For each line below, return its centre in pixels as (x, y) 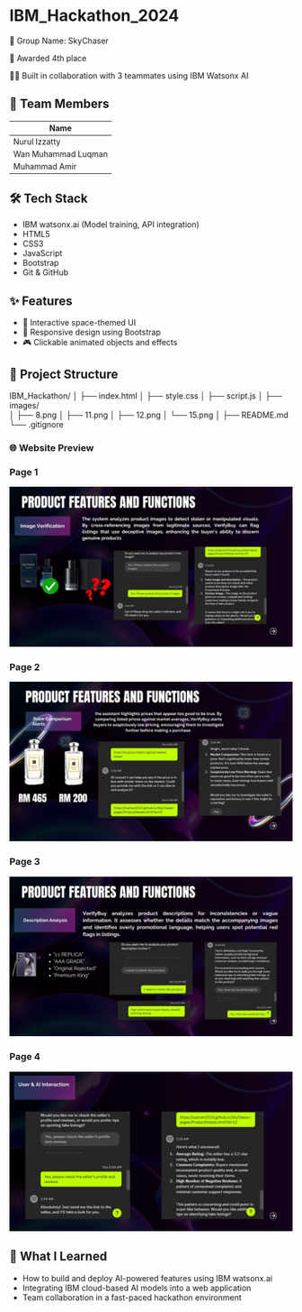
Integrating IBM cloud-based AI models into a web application (137, 1288)
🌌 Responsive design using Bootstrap (92, 332)
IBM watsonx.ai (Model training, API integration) (111, 225)
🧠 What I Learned (58, 1257)
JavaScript (42, 253)
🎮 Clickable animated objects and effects (100, 343)
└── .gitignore (37, 424)
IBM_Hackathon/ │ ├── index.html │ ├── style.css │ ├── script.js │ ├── (146, 395)
